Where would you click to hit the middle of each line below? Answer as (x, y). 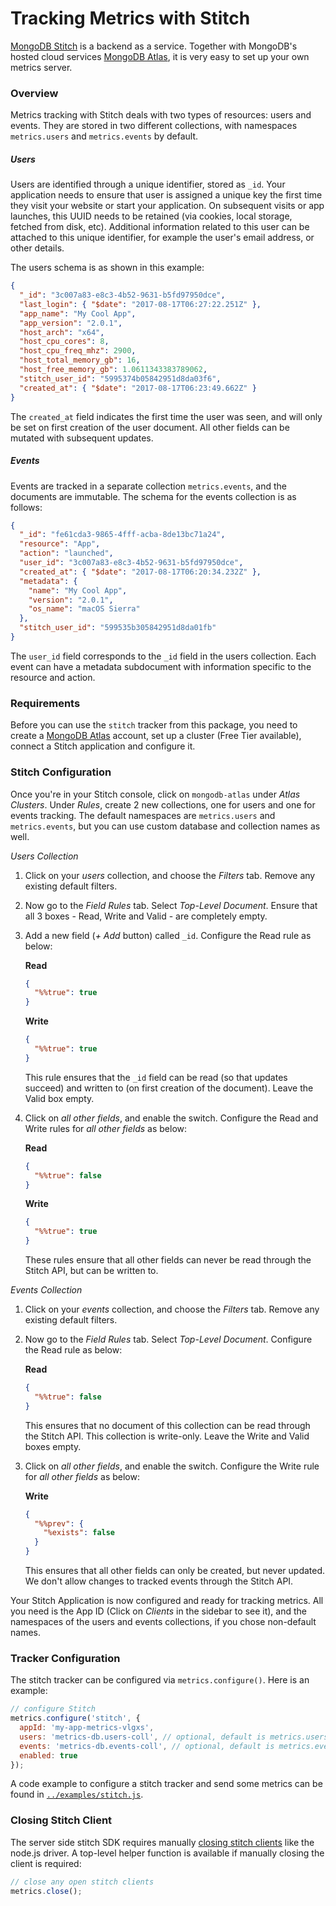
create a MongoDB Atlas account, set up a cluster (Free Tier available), (156, 736)
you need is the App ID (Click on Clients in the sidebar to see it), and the (158, 1611)
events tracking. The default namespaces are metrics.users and (143, 815)
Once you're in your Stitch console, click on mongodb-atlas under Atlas (155, 794)
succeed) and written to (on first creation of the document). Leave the (169, 1088)
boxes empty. (53, 1446)
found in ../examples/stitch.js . (77, 1794)
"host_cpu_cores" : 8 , (64, 342)
